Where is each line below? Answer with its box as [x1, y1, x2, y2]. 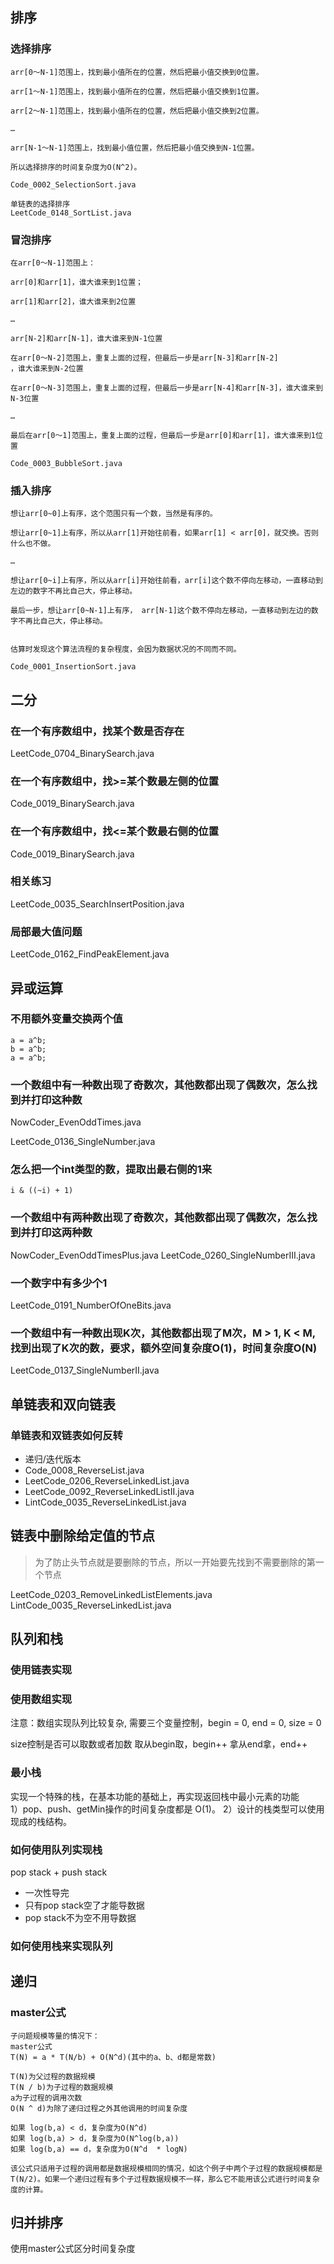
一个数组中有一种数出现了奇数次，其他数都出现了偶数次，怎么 [10, 1078, 308, 1092]
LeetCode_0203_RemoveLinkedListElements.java [10, 1588, 213, 1600]
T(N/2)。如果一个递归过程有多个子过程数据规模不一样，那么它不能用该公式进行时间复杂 [10, 2174, 320, 2184]
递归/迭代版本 [24, 1453, 82, 1465]
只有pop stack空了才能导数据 [24, 1899, 145, 1912]
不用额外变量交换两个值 [10, 1012, 123, 1026]
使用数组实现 [10, 1693, 73, 1707]
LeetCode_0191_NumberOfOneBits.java [10, 1299, 172, 1312]
